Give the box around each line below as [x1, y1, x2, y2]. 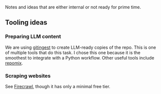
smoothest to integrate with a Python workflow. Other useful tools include [5, 55, 155, 61]
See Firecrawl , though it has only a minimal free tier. [5, 83, 111, 89]
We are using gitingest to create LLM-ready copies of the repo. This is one [5, 44, 157, 50]
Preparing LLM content [5, 33, 62, 40]
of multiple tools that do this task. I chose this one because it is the [5, 49, 141, 56]
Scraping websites [5, 72, 51, 79]
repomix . [5, 60, 23, 66]
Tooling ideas [5, 18, 48, 27]
